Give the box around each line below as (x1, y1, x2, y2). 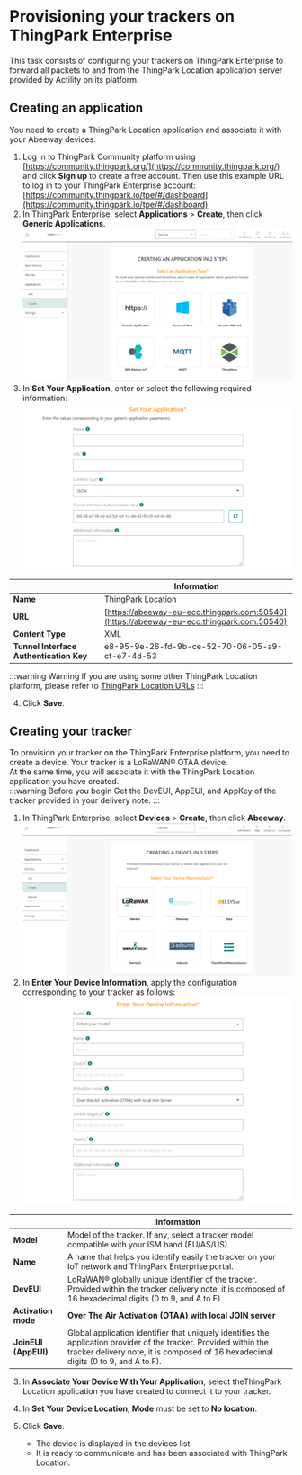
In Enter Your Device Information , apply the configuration (22, 977, 238, 988)
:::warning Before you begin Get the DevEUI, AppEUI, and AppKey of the (9, 785, 277, 797)
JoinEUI (13, 1337, 43, 1347)
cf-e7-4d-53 (104, 650, 157, 662)
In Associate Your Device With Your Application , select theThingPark (22, 1376, 282, 1387)
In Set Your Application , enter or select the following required (22, 383, 252, 394)
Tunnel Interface (13, 641, 77, 652)
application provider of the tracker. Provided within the (67, 1337, 270, 1347)
